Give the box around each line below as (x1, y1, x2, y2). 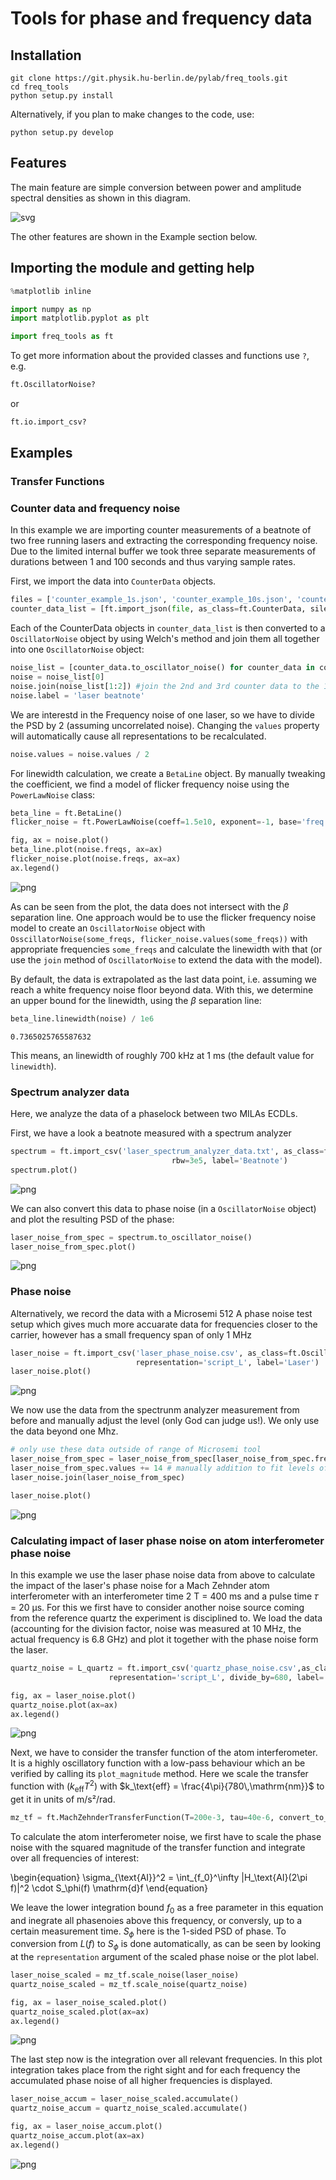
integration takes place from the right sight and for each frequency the (10, 2064, 301, 2076)
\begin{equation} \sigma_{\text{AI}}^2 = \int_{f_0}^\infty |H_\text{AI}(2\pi (10, 1871, 308, 1883)
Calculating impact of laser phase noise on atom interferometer (10, 1533, 325, 1547)
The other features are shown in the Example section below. (10, 230, 258, 242)
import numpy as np (10, 304, 92, 314)
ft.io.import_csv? (10, 417, 87, 427)
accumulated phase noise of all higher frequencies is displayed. (10, 2075, 273, 2087)
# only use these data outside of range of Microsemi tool (10, 1445, 262, 1455)
